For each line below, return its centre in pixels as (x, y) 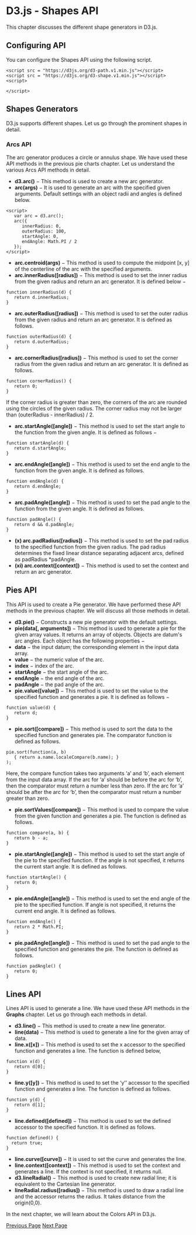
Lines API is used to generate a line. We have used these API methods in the (98, 1008)
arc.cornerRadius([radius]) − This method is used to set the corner (96, 358)
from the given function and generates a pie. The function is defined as (100, 816)
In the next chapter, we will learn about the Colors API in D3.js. (81, 1214)
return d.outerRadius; (41, 342)
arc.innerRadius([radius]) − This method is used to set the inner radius (101, 275)
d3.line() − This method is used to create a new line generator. (90, 1026)
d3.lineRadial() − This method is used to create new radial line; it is (95, 1178)
